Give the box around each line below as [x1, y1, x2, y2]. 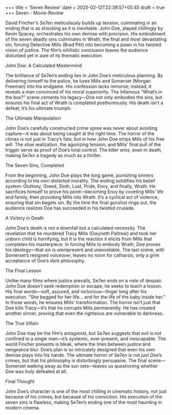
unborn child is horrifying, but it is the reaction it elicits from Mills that [5, 236, 152, 242]
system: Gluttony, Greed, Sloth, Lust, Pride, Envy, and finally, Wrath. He [5, 183, 156, 189]
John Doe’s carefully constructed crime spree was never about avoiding [5, 125, 158, 131]
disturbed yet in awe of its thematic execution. [5, 52, 103, 59]
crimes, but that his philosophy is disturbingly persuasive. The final [5, 357, 147, 364]
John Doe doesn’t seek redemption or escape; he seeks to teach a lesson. [5, 283, 163, 289]
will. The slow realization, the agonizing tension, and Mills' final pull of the [5, 141, 161, 147]
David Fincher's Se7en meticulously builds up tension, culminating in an [5, 20, 157, 26]
